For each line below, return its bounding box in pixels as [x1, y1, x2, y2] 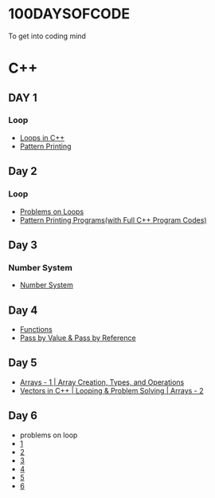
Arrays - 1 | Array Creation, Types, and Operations [19, 377, 185, 387]
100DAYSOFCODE [8, 5, 130, 23]
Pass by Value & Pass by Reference [19, 333, 137, 342]
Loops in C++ [19, 132, 65, 142]
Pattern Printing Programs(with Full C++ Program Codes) [19, 215, 207, 224]
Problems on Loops [19, 207, 84, 216]
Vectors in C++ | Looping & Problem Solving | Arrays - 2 [19, 385, 205, 395]
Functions [19, 325, 53, 334]
